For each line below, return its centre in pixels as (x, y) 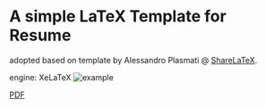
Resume (40, 35)
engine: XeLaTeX (40, 77)
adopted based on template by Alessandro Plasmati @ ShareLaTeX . (133, 60)
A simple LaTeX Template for (118, 17)
